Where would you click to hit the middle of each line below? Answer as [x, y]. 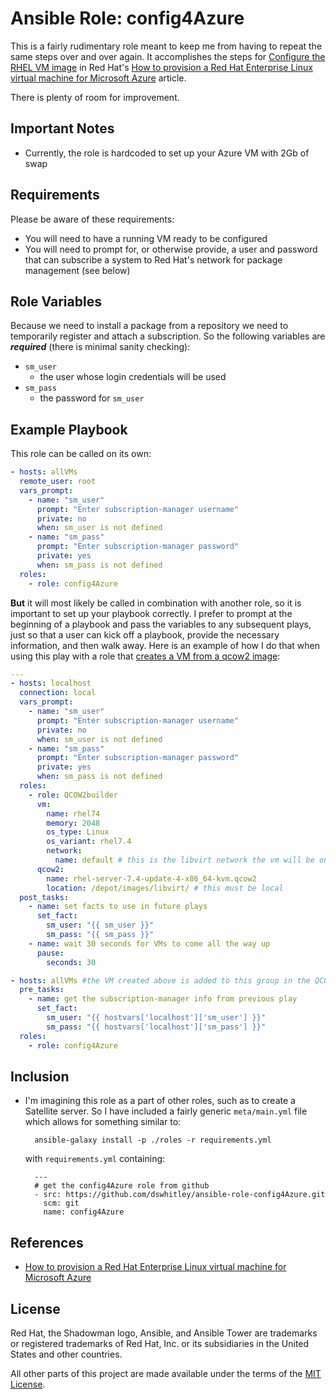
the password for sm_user [92, 398]
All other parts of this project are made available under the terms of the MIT [166, 1373]
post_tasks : [44, 897]
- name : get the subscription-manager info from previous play [163, 999]
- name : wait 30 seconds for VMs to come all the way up [149, 943]
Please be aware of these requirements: [92, 219]
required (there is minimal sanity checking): [100, 347]
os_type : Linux [78, 832]
